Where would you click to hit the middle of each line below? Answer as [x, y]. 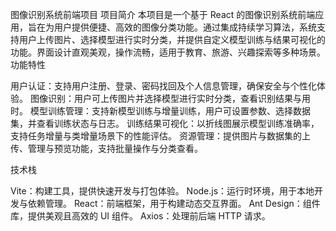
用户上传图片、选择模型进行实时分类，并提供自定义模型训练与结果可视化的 [172, 39]
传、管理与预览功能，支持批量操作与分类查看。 [106, 148]
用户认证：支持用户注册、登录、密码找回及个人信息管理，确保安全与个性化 [163, 86]
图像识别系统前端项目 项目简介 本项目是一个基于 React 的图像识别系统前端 [163, 14]
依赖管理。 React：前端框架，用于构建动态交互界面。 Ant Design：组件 [174, 203]
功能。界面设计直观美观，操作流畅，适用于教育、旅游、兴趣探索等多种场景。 [168, 52]
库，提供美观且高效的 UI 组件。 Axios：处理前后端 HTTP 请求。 [140, 216]
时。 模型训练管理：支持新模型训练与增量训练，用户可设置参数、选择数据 [160, 111]
